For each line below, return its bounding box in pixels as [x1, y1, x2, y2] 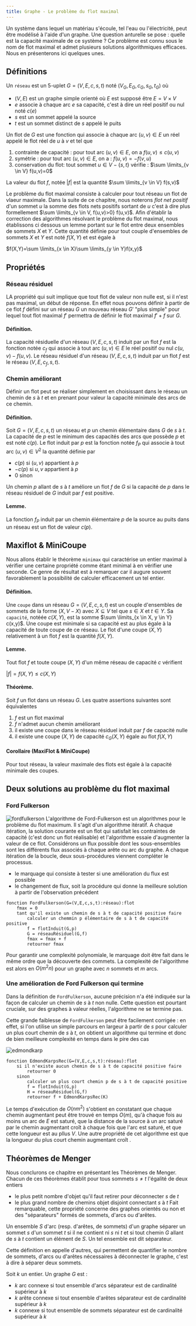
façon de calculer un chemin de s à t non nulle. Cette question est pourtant [6, 999, 187, 1006]
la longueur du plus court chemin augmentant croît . [6, 1136, 132, 1144]
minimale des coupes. [6, 767, 59, 774]
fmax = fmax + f [27, 936, 67, 942]
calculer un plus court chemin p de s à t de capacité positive [27, 1078, 187, 1084]
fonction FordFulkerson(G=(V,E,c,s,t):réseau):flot [6, 900, 135, 906]
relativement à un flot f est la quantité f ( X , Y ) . [6, 632, 114, 640]
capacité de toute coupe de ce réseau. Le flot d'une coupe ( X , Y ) [6, 626, 162, 633]
